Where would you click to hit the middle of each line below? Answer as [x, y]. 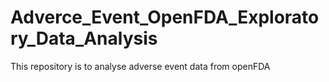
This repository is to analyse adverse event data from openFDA [140, 66]
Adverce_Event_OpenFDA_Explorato [165, 17]
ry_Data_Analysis [84, 38]
